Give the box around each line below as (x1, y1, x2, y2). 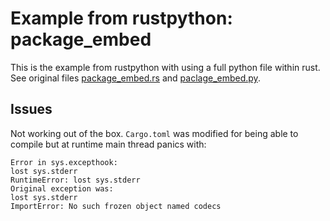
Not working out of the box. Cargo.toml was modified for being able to (10, 127, 299, 139)
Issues (10, 101, 53, 118)
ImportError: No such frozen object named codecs (10, 201, 222, 211)
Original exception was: (10, 183, 114, 194)
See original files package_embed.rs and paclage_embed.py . (10, 72, 261, 84)
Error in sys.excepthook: (10, 157, 118, 167)
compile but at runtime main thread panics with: (10, 138, 207, 150)
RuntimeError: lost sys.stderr (10, 175, 141, 185)
